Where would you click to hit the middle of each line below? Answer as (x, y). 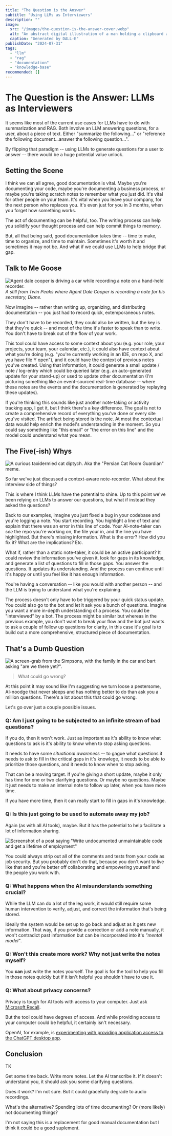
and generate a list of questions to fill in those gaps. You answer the (77, 564)
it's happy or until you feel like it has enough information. (65, 574)
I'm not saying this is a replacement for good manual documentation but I (82, 1123)
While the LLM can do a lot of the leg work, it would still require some (78, 904)
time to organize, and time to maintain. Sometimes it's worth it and (75, 241)
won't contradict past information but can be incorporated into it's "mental (84, 935)
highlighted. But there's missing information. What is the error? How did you (85, 537)
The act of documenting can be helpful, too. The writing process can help (83, 220)
